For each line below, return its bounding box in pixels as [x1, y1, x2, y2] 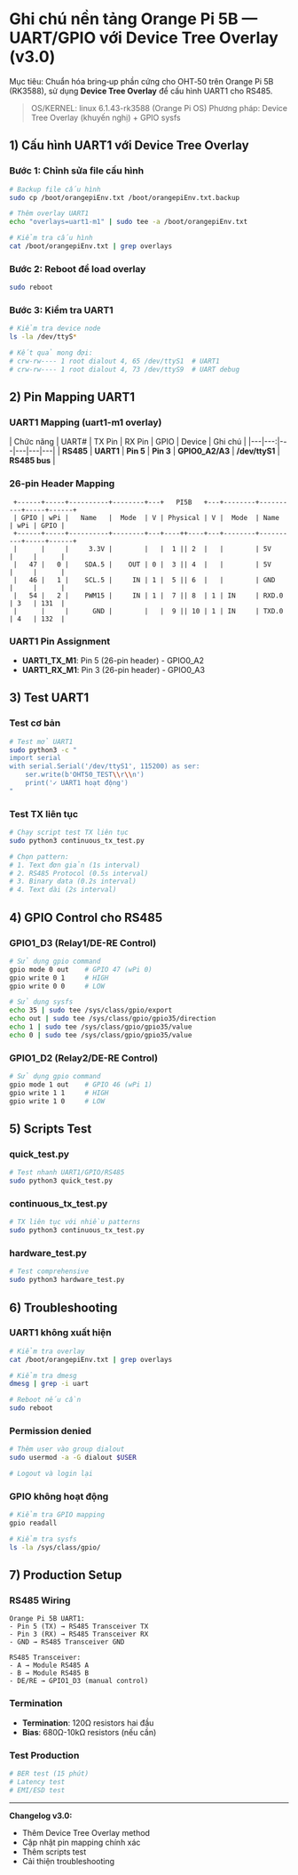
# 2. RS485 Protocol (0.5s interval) [9, 869, 149, 877]
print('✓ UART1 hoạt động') [25, 779, 129, 788]
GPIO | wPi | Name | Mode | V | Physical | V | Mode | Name [20, 513, 279, 522]
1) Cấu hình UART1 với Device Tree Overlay [9, 138, 250, 153]
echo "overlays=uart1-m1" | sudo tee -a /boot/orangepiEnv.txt [9, 218, 248, 227]
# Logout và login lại [9, 1470, 93, 1478]
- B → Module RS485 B [9, 1669, 90, 1678]
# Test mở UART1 [9, 737, 74, 746]
